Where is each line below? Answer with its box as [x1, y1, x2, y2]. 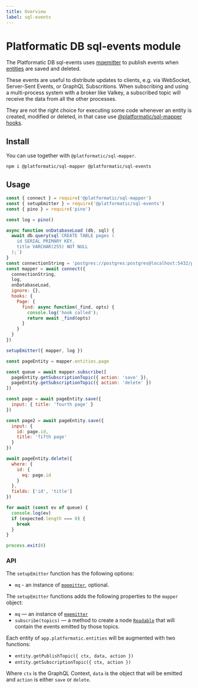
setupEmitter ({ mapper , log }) [6, 347, 83, 354]
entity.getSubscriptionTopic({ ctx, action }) [14, 660, 131, 666]
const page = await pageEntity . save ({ [6, 396, 101, 402]
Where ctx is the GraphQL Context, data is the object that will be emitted [6, 670, 183, 677]
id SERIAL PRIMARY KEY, [16, 238, 75, 245]
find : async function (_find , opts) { [21, 304, 115, 310]
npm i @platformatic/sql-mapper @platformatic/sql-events [6, 163, 151, 170]
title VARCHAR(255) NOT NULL [16, 244, 88, 250]
